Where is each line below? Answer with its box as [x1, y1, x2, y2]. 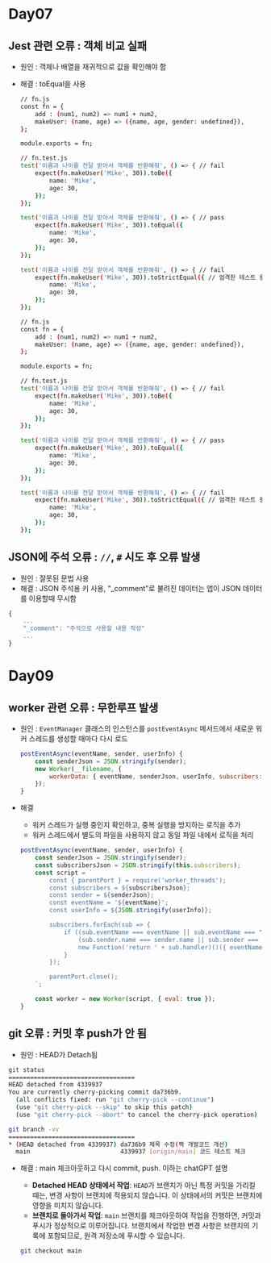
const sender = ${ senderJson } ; [49, 891, 155, 899]
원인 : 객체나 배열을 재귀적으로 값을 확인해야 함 [19, 62, 167, 71]
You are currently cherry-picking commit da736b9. [8, 1088, 182, 1097]
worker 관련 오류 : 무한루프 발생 [8, 701, 159, 715]
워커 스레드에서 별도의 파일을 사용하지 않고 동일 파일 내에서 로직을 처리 [31, 830, 254, 840]
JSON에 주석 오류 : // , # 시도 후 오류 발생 [8, 550, 201, 565]
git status [8, 1065, 45, 1073]
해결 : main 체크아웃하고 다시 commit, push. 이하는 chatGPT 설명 [19, 1163, 228, 1173]
